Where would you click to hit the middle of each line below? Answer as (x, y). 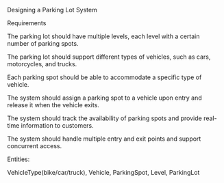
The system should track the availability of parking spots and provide (104, 118)
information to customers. (57, 125)
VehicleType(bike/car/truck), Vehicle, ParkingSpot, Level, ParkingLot (103, 172)
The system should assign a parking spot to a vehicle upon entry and (104, 98)
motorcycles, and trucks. (42, 64)
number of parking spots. (43, 43)
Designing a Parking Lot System (52, 10)
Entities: (18, 159)
